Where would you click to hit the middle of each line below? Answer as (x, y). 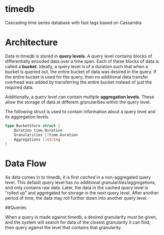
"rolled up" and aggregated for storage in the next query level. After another (82, 193)
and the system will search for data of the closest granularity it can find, (78, 222)
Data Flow (26, 164)
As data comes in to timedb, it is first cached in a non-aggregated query (78, 177)
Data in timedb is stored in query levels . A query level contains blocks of (79, 56)
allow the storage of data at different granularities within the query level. (78, 102)
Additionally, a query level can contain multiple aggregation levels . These (80, 97)
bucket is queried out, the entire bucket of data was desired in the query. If (81, 72)
